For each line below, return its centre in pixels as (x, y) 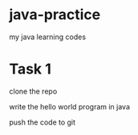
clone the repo (33, 91)
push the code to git (42, 122)
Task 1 (30, 69)
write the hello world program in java (70, 106)
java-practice (55, 15)
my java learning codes (48, 37)
